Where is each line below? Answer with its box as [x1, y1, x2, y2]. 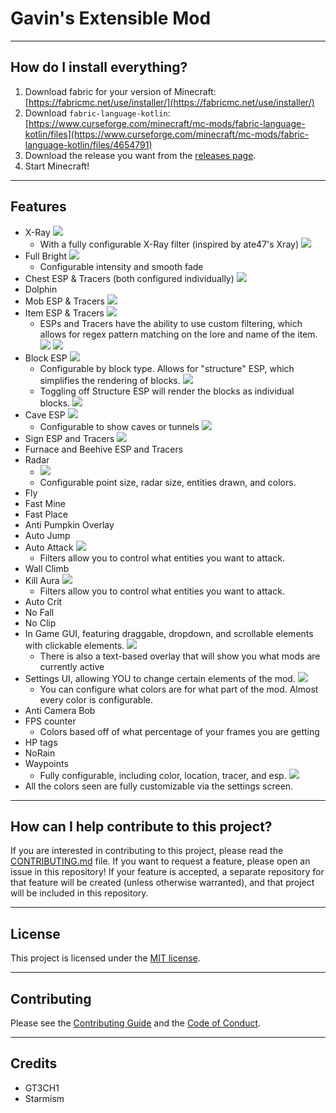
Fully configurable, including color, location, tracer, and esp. [39, 769, 287, 781]
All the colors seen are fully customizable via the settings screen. [24, 780, 294, 792]
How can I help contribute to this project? [10, 818, 273, 835]
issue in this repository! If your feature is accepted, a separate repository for [10, 866, 325, 878]
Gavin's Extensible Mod [10, 7, 212, 30]
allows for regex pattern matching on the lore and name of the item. [39, 328, 318, 340]
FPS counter [24, 715, 77, 727]
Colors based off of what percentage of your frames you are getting [39, 725, 320, 737]
